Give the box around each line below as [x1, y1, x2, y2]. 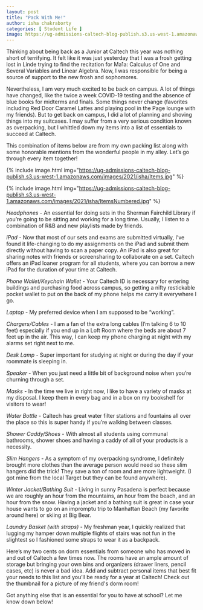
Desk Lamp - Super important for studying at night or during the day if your [6, 351, 194, 359]
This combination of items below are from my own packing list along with [6, 142, 188, 149]
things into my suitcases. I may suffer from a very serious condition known [6, 117, 192, 125]
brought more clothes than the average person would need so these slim [6, 461, 187, 469]
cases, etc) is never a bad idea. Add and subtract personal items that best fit [6, 567, 196, 574]
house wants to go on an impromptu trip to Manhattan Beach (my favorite [6, 505, 189, 513]
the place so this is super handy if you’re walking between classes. [6, 418, 173, 426]
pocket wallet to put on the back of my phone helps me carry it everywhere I [6, 291, 197, 298]
